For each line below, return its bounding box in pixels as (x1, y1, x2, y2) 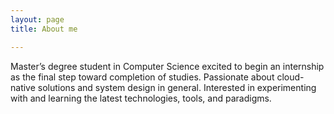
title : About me (10, 24, 78, 34)
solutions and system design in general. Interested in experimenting (37, 81, 317, 93)
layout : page (10, 14, 65, 25)
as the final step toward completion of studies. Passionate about (10, 71, 275, 83)
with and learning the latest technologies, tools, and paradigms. (10, 92, 272, 104)
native (10, 81, 36, 93)
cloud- (276, 71, 305, 83)
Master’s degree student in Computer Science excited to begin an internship (10, 60, 325, 72)
